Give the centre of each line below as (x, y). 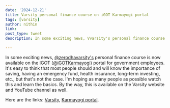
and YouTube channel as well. (36, 90)
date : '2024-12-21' (26, 10)
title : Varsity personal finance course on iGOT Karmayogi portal (77, 15)
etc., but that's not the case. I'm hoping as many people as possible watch (83, 79)
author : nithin (21, 24)
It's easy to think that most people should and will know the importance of (83, 68)
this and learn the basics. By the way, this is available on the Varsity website (85, 84)
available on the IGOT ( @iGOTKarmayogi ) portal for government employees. (85, 63)
